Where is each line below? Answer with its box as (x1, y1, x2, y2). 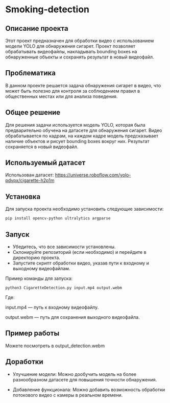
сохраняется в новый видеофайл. (5, 144, 79, 150)
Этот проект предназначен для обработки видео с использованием (5, 37, 154, 44)
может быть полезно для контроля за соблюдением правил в (5, 88, 140, 94)
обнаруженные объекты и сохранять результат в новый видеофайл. (5, 54, 154, 60)
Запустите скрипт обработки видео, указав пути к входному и (12, 260, 150, 266)
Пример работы (5, 329, 60, 338)
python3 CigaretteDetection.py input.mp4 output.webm (5, 285, 123, 290)
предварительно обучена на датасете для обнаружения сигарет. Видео (5, 127, 162, 133)
